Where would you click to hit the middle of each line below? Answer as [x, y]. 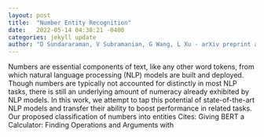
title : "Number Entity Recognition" [70, 23]
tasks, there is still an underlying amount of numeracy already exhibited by [129, 92]
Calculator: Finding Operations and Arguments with [91, 125]
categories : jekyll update [52, 37]
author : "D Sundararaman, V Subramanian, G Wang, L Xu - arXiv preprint [130, 45]
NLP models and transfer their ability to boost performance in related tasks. [130, 108]
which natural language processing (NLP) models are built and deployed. [126, 75]
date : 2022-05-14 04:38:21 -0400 [66, 30]
